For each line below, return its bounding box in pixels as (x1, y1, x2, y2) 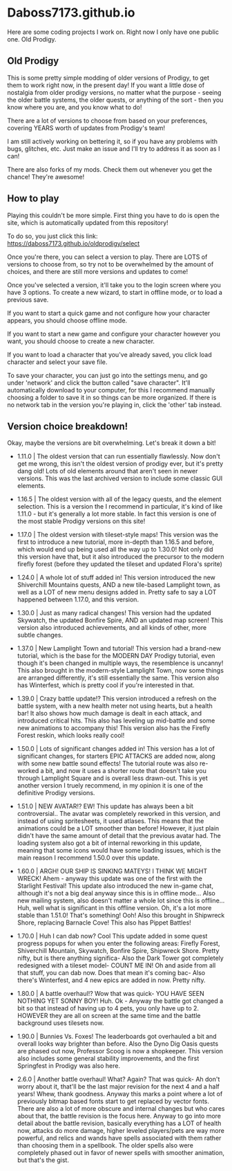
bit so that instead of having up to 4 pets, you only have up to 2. (17, 1004, 199, 1013)
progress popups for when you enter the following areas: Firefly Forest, (17, 939, 220, 947)
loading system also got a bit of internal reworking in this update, (17, 839, 202, 847)
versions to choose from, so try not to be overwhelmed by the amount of (7, 260, 214, 268)
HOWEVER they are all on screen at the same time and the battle (17, 1012, 202, 1020)
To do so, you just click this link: (7, 232, 98, 240)
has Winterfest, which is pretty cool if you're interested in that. (17, 681, 195, 689)
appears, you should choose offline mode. (7, 316, 128, 325)
